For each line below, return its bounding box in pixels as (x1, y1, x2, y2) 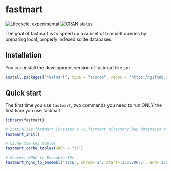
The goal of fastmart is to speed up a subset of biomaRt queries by (5, 30, 147, 36)
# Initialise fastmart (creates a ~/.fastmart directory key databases (5, 127, 161, 132)
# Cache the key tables (5, 141, 56, 146)
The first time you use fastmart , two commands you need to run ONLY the (5, 102, 162, 108)
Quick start (5, 89, 42, 98)
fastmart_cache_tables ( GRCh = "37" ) (5, 145, 83, 151)
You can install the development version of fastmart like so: (5, 64, 131, 70)
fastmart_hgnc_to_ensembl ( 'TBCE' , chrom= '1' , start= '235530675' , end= (5, 160, 159, 165)
